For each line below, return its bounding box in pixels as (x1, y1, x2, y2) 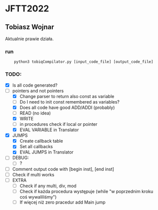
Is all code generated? (12, 82, 58, 88)
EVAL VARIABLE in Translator (19, 127, 79, 133)
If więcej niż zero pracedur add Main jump (19, 199, 106, 205)
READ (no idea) (19, 110, 51, 116)
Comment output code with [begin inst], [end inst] (12, 166, 115, 172)
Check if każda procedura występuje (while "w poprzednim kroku (19, 188, 154, 194)
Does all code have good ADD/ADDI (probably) (19, 105, 115, 110)
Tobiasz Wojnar (5, 23, 54, 31)
